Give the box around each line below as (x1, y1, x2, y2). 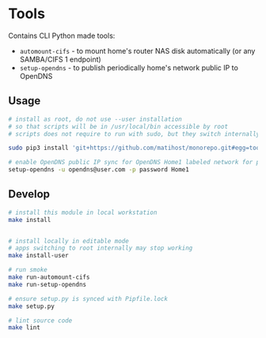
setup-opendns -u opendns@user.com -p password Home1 (8, 166, 190, 174)
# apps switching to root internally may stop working (8, 244, 193, 253)
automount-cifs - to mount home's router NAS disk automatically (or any (19, 46, 256, 55)
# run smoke (8, 266, 47, 274)
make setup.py (8, 302, 55, 310)
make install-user (8, 252, 69, 260)
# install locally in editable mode (8, 237, 129, 245)
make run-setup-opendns (8, 280, 87, 288)
